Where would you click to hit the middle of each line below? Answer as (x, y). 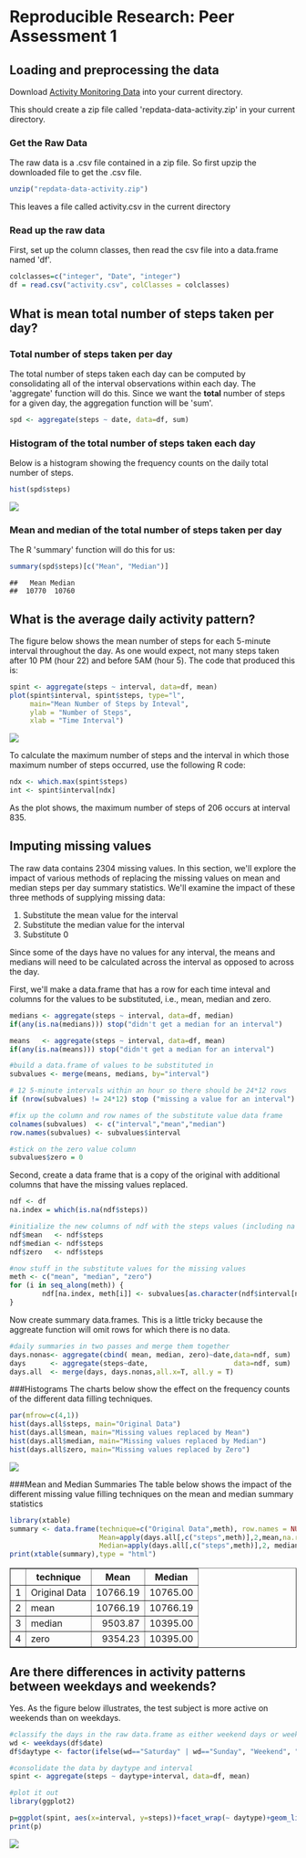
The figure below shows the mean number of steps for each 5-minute (140, 640)
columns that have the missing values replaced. (99, 1185)
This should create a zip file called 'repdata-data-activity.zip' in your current (153, 110)
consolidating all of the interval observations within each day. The (133, 383)
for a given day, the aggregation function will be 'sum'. (112, 403)
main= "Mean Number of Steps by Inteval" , (109, 704)
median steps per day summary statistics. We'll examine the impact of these (153, 887)
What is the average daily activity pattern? (133, 619)
